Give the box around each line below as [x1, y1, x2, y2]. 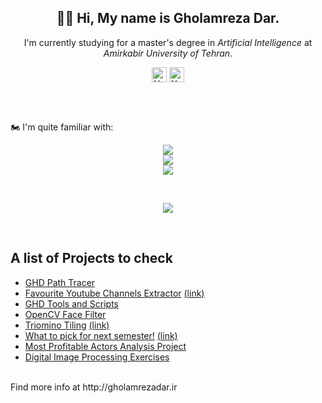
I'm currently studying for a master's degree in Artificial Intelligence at [23, 36, 313, 48]
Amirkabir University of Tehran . [103, 47, 233, 59]
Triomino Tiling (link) [24, 319, 110, 331]
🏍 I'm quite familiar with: [10, 121, 114, 133]
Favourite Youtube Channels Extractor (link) [24, 287, 205, 299]
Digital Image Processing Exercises [24, 351, 170, 363]
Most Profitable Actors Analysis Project [24, 340, 187, 352]
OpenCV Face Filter [24, 308, 107, 320]
